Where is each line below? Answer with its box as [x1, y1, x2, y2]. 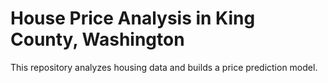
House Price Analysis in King [10, 7, 256, 30]
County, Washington [10, 28, 185, 51]
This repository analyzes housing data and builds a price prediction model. [10, 61, 318, 73]
